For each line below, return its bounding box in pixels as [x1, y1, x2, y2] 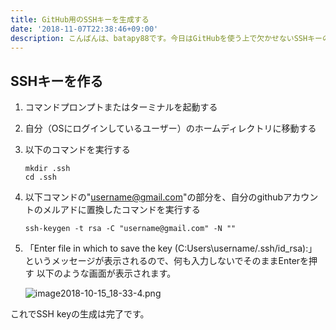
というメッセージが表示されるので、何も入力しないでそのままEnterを [24, 255, 310, 267]
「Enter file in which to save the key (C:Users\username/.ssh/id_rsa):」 [24, 242, 318, 255]
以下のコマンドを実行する [24, 144, 131, 156]
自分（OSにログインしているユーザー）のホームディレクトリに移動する [24, 122, 317, 135]
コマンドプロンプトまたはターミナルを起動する [24, 101, 218, 113]
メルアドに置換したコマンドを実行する [42, 204, 201, 216]
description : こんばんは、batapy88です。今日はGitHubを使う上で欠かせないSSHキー [10, 33, 323, 43]
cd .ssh [24, 172, 57, 183]
